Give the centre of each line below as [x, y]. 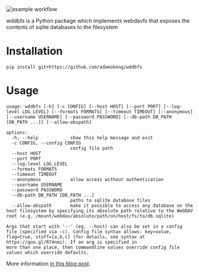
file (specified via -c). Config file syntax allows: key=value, [89, 232]
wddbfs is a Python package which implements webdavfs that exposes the [98, 21]
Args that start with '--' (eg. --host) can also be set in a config [94, 227]
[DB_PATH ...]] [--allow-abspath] [49, 122]
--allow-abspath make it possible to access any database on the [102, 206]
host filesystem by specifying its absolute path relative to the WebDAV [100, 211]
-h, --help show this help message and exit [82, 138]
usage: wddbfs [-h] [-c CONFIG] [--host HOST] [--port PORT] [84, 106]
